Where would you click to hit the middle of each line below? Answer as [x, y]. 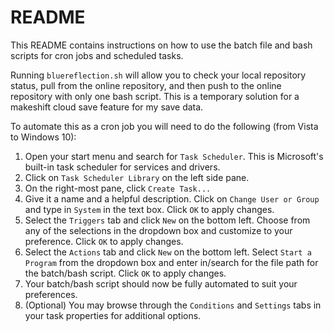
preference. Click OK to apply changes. [104, 241]
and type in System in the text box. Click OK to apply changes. [149, 209]
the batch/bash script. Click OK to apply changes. [125, 273]
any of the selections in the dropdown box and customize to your [158, 230]
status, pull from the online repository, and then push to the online [146, 85]
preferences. [51, 294]
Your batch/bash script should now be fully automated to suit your [161, 283]
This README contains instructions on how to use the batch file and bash [161, 45]
